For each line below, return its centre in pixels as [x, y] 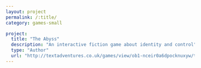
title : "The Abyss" [35, 39]
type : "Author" [30, 50]
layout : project [26, 12]
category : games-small [34, 23]
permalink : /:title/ [31, 17]
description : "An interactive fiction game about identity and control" [104, 45]
